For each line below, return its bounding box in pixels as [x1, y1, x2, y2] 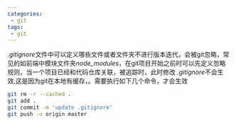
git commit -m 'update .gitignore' [7, 104, 113, 111]
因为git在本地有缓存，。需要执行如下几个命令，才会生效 [28, 77, 188, 85]
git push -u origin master [7, 110, 87, 117]
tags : [7, 23, 23, 30]
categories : [7, 10, 43, 18]
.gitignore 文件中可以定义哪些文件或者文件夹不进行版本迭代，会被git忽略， [7, 50, 223, 59]
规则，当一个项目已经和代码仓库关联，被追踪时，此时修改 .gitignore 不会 [7, 68, 218, 76]
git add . [7, 97, 37, 105]
